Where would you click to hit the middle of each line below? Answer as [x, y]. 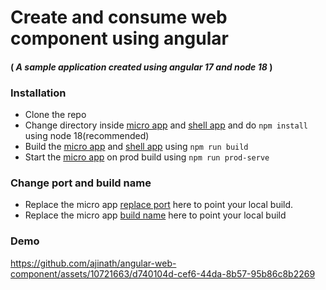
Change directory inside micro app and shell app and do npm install [166, 125]
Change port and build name [81, 183]
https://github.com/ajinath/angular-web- [93, 263]
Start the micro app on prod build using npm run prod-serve [147, 157]
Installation [38, 93]
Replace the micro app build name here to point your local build [155, 215]
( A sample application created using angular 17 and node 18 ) [141, 67]
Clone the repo [55, 115]
